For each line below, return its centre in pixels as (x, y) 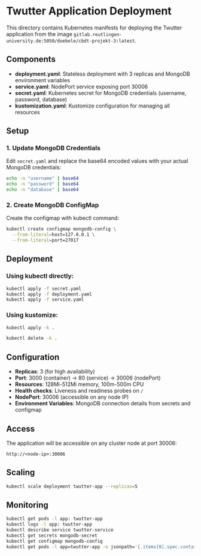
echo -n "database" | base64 (42, 190)
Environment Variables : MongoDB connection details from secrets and (103, 403)
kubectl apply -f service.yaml (45, 300)
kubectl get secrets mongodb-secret (52, 536)
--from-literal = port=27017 (45, 240)
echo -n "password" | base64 (42, 184)
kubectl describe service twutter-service (60, 530)
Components (31, 59)
